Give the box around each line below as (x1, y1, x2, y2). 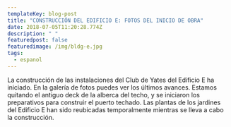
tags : (7, 50, 23, 57)
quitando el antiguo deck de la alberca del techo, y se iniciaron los (7, 90, 200, 99)
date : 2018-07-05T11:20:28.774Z (7, 23, 102, 30)
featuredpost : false (7, 37, 69, 44)
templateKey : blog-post (7, 10, 78, 18)
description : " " (7, 30, 59, 37)
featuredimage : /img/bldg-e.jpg (7, 43, 102, 50)
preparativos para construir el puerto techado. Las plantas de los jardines (7, 98, 221, 107)
